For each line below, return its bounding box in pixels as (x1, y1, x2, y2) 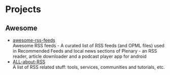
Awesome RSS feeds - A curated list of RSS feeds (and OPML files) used (12, 43, 165, 49)
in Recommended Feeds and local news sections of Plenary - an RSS (12, 48, 157, 54)
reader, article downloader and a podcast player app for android (12, 53, 147, 59)
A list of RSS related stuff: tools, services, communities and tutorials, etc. (12, 64, 165, 70)
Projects (5, 4, 42, 15)
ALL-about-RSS (12, 59, 46, 64)
